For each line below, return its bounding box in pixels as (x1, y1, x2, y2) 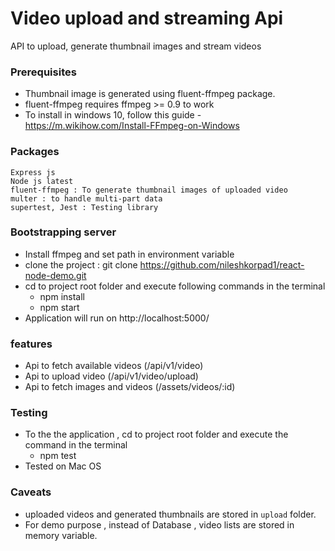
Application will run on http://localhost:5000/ (24, 312, 210, 324)
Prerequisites (10, 65, 77, 79)
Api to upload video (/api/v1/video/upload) (24, 370, 199, 382)
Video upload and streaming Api (10, 7, 284, 30)
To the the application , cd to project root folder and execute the (24, 428, 289, 441)
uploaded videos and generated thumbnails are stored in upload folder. (24, 508, 317, 520)
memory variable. (24, 529, 98, 541)
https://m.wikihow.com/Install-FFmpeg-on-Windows (24, 120, 240, 132)
